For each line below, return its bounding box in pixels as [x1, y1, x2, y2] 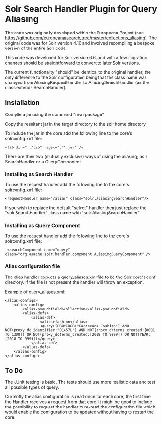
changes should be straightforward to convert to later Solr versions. [5, 60, 141, 65]
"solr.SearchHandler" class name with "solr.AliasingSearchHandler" [5, 210, 140, 216]
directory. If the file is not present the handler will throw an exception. [5, 279, 144, 285]
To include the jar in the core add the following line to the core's [5, 130, 132, 136]
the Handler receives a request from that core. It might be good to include [5, 399, 153, 405]
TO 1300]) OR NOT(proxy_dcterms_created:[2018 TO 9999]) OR [5, 332, 130, 337]
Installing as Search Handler [5, 171, 73, 178]
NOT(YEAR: [130, 332, 151, 337]
